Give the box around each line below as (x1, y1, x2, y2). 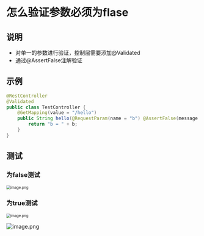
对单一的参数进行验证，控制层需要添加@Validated (15, 49, 140, 56)
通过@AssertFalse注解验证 (15, 57, 82, 64)
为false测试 (6, 171, 41, 179)
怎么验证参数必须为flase (6, 5, 129, 20)
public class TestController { (6, 104, 86, 110)
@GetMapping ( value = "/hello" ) (17, 110, 97, 116)
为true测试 (6, 199, 38, 207)
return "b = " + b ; (28, 121, 78, 127)
